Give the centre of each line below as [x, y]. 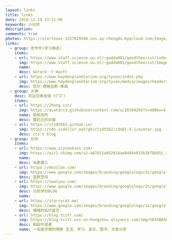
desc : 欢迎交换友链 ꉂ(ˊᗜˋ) [40, 96]
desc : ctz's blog [37, 134]
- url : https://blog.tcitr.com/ [49, 215]
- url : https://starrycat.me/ [47, 201]
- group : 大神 [24, 91]
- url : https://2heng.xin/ [43, 106]
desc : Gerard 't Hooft [43, 72]
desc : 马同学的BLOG [38, 191]
